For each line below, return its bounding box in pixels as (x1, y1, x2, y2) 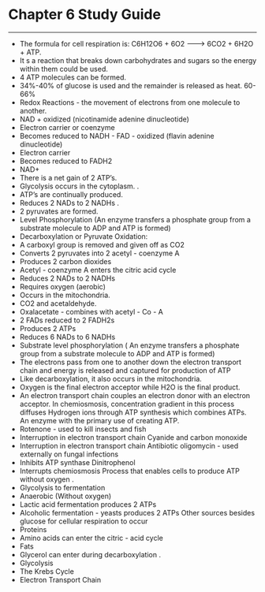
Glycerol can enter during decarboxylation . (19, 549, 162, 559)
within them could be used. (19, 64, 109, 73)
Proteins (19, 524, 47, 534)
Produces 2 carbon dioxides (19, 256, 112, 266)
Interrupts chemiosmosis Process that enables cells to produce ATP (19, 466, 241, 475)
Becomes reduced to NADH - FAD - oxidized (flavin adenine (19, 131, 215, 140)
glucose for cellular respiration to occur (19, 516, 148, 526)
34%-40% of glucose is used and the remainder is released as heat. (19, 80, 243, 90)
